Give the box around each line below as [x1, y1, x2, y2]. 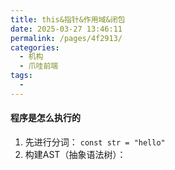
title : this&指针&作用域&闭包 [10, 14, 126, 25]
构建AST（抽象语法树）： [24, 148, 127, 160]
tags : [10, 71, 33, 81]
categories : [10, 42, 60, 53]
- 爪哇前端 [19, 61, 59, 71]
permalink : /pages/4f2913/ [10, 33, 123, 43]
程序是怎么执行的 [10, 112, 81, 124]
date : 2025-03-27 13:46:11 [10, 24, 123, 34]
